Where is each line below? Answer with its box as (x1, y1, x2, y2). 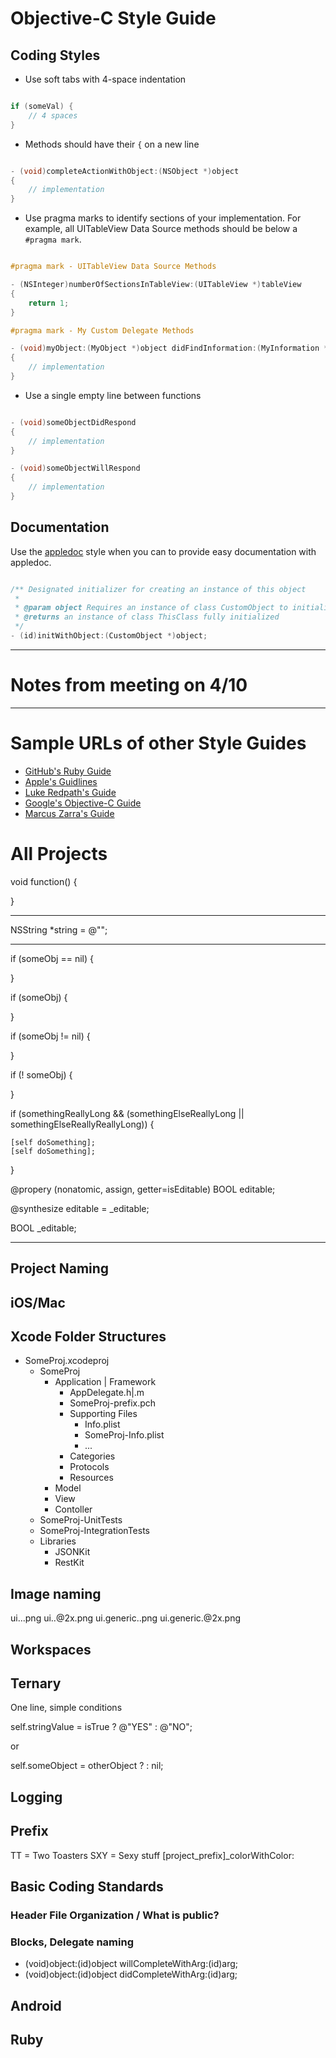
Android (10, 1997, 62, 2014)
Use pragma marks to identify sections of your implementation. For (24, 212, 302, 224)
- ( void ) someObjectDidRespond (10, 417, 137, 427)
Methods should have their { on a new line (24, 138, 200, 150)
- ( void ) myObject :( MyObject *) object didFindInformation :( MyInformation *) (10, 343, 333, 354)
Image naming (10, 1585, 102, 1602)
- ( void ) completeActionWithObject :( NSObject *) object (10, 166, 240, 176)
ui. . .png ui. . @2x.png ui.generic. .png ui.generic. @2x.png (10, 1612, 242, 1624)
